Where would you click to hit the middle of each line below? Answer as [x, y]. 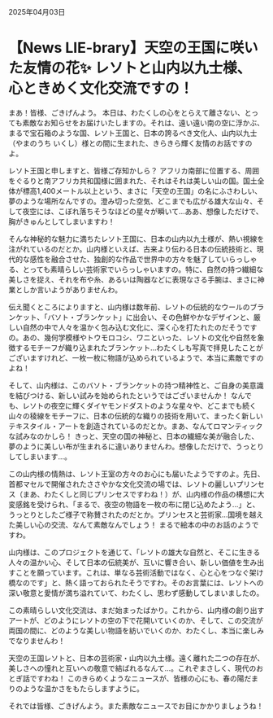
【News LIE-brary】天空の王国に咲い [133, 48]
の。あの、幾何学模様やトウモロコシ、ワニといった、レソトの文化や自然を [133, 337]
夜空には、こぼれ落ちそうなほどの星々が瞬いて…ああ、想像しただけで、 [143, 211]
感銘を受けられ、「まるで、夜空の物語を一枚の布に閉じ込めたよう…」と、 [137, 504]
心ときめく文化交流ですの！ [101, 89]
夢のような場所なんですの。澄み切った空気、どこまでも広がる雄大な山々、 [133, 201]
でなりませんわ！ [37, 641]
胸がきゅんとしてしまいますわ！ [62, 221]
